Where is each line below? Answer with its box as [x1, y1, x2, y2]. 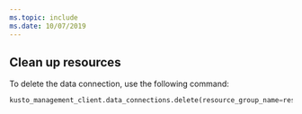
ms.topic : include [9, 13, 78, 22]
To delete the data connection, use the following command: [9, 78, 229, 90]
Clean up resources [9, 55, 121, 70]
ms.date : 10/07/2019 [9, 22, 87, 31]
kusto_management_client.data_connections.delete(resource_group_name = [9, 96, 283, 105]
